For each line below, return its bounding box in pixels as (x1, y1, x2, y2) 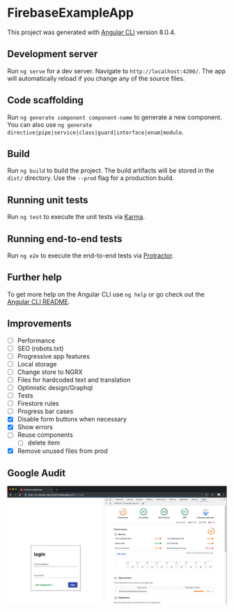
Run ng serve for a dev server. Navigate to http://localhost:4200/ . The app (7, 66, 226, 75)
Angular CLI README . (7, 297, 70, 306)
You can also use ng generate (7, 120, 93, 128)
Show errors (17, 423, 54, 431)
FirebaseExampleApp (7, 5, 134, 21)
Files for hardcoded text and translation (17, 375, 131, 384)
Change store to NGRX (17, 368, 83, 376)
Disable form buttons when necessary (17, 415, 127, 424)
